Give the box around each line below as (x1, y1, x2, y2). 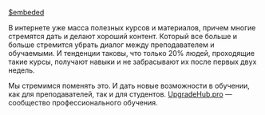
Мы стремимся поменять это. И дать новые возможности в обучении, (8, 81, 250, 90)
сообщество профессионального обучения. (8, 98, 158, 107)
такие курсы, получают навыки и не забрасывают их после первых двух (8, 57, 257, 66)
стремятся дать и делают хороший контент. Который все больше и (8, 32, 238, 41)
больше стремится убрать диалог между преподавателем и (8, 40, 215, 50)
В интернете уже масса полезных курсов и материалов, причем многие (8, 23, 256, 32)
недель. (8, 65, 35, 75)
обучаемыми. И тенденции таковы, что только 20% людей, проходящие (8, 49, 255, 57)
